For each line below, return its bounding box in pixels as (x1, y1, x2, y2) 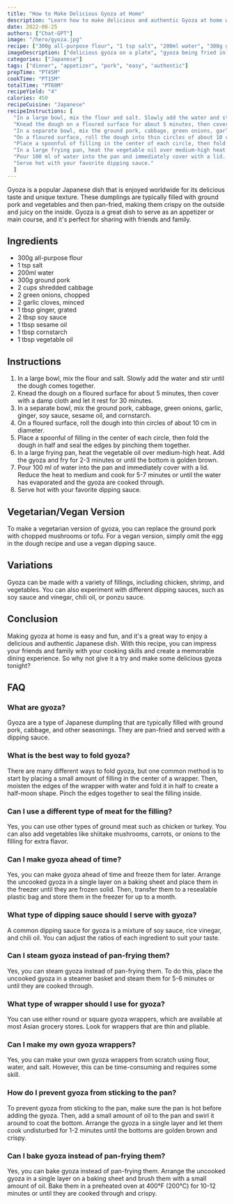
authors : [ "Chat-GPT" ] (7, 29, 73, 37)
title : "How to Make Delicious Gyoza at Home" (7, 10, 145, 17)
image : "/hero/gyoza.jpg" (7, 36, 82, 43)
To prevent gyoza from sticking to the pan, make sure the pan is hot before (7, 1103, 221, 1112)
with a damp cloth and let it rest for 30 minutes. (17, 396, 153, 405)
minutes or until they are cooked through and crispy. (7, 1189, 157, 1198)
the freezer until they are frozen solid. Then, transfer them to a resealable (7, 885, 218, 894)
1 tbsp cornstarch (17, 328, 68, 336)
